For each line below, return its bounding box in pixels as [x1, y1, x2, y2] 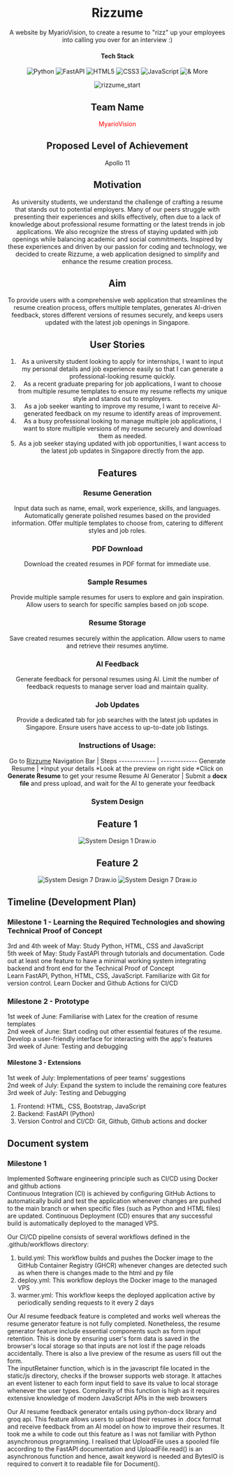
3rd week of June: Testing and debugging [7, 1042, 128, 1051]
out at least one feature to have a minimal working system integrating [7, 956, 206, 965]
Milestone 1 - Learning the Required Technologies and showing [7, 917, 226, 927]
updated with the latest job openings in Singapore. [45, 318, 190, 327]
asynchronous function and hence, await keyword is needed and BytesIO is [7, 1453, 225, 1461]
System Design [91, 796, 144, 806]
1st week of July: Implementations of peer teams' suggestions [7, 1074, 186, 1082]
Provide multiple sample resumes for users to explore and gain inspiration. [10, 593, 225, 601]
